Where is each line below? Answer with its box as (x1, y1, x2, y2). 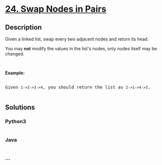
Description (5, 23, 42, 32)
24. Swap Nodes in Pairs (5, 3, 107, 15)
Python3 (5, 118, 26, 125)
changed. (5, 51, 25, 57)
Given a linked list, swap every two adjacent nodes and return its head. (5, 36, 149, 42)
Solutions (5, 103, 35, 112)
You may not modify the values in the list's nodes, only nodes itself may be (5, 46, 158, 51)
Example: (5, 70, 25, 76)
